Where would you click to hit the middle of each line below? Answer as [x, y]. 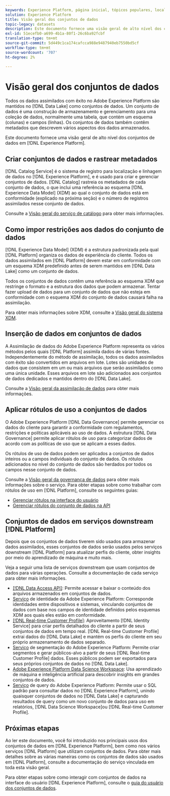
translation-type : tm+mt [31, 39]
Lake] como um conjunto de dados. [42, 271]
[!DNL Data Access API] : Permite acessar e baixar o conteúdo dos [81, 588]
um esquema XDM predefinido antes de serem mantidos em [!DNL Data [80, 266]
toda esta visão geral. [28, 768]
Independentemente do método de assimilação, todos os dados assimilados [84, 357]
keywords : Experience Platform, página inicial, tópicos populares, [79, 10]
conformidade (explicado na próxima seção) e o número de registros [77, 198]
